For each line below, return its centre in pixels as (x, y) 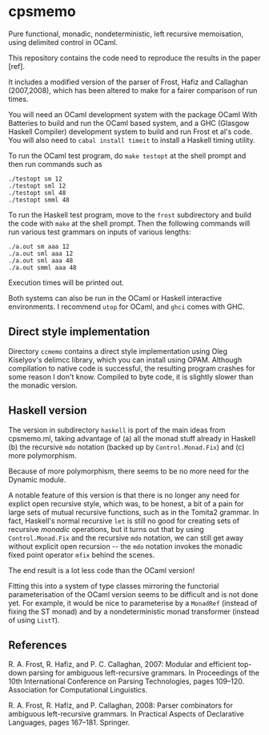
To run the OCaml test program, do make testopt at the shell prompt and (127, 156)
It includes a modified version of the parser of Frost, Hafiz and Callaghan (128, 82)
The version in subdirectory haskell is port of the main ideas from (117, 430)
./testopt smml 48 (39, 200)
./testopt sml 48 (37, 193)
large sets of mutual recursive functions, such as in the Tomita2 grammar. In (134, 512)
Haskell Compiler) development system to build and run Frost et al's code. (130, 132)
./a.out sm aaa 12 (39, 246)
